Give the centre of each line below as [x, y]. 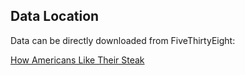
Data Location [55, 16]
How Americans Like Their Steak [77, 60]
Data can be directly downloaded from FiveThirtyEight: [123, 40]
